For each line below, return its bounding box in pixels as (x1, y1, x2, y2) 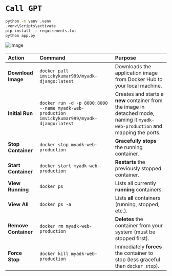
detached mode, (115, 110, 155, 117)
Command (39, 54, 66, 62)
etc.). (115, 207, 128, 214)
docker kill (39, 251, 69, 257)
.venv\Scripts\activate (5, 23, 56, 29)
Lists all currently (115, 180, 156, 187)
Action (8, 54, 25, 62)
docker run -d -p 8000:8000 (39, 100, 108, 106)
